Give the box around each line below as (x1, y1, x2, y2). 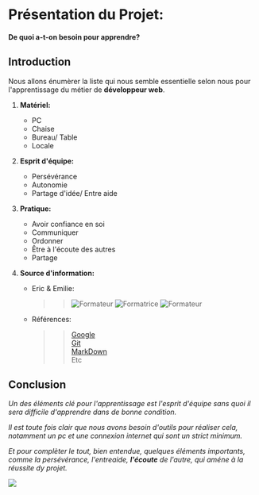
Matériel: (19, 100, 51, 109)
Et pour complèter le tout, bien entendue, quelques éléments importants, (8, 447, 246, 456)
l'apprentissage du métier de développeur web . (8, 85, 165, 94)
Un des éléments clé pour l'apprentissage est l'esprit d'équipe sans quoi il (8, 399, 251, 409)
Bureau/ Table (31, 132, 78, 142)
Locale (31, 140, 54, 150)
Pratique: (19, 204, 52, 213)
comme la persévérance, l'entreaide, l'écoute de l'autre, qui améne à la (8, 455, 244, 465)
